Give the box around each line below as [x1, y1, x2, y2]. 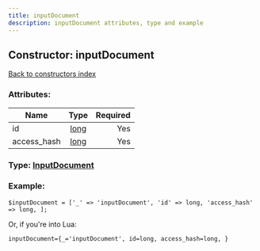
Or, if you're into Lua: [8, 219, 77, 229]
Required [95, 109, 131, 120]
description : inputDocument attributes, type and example [8, 19, 204, 27]
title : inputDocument [8, 11, 80, 20]
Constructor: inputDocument [8, 48, 155, 62]
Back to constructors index [8, 69, 97, 79]
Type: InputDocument [8, 159, 94, 170]
